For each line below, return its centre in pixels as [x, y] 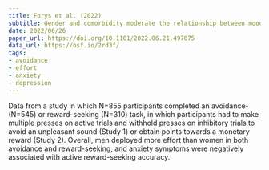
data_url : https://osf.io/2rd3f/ [64, 46]
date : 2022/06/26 [37, 30]
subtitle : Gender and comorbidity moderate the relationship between [127, 23]
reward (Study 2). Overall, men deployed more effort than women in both [128, 140]
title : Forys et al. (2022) [55, 16]
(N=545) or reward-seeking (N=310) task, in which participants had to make [133, 114]
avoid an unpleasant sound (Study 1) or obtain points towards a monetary [129, 131]
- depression [30, 83]
